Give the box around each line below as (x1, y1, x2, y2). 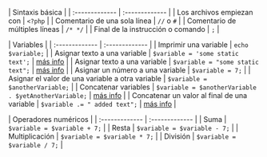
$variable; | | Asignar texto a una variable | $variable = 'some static (8, 49, 240, 57)
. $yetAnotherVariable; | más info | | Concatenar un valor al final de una (8, 91, 248, 100)
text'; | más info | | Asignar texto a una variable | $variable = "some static (8, 57, 260, 66)
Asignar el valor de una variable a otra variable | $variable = (8, 74, 208, 83)
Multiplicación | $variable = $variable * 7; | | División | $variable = (8, 131, 237, 141)
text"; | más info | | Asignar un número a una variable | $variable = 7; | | (8, 65, 251, 75)
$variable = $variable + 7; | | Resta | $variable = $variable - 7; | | (8, 124, 238, 132)
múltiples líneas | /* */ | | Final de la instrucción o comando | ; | (8, 25, 220, 33)
